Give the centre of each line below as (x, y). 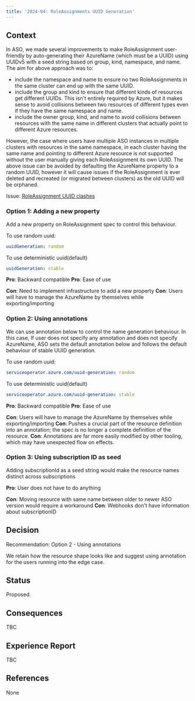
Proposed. (18, 595)
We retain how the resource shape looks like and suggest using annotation (96, 556)
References (28, 678)
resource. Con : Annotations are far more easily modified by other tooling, (94, 436)
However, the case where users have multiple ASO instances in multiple (93, 141)
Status (18, 581)
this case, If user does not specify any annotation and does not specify (92, 338)
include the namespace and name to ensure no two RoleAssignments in (101, 79)
